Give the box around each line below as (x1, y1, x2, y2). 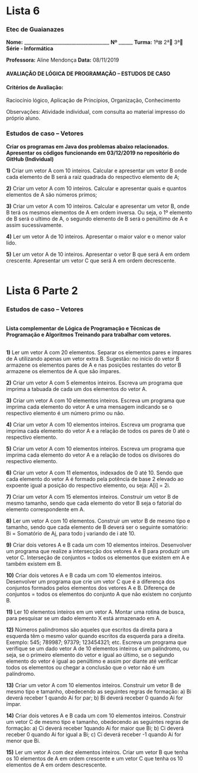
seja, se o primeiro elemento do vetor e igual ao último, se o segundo (6, 652, 174, 659)
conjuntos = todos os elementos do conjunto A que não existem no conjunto (6, 591, 192, 598)
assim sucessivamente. (6, 221, 63, 229)
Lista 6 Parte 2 (6, 284, 79, 297)
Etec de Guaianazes (6, 25, 64, 34)
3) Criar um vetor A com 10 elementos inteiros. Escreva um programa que (6, 397, 185, 404)
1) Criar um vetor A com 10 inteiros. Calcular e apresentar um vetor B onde (6, 167, 187, 174)
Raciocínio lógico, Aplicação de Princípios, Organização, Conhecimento (6, 97, 181, 104)
